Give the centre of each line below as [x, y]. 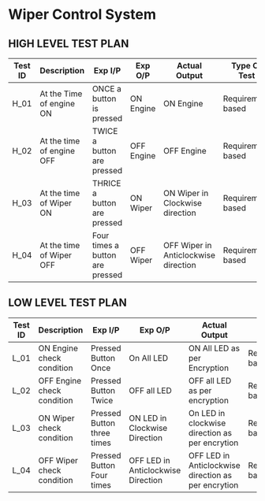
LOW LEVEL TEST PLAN [68, 303]
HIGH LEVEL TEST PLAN [69, 44]
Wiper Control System [82, 15]
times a [106, 245]
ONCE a [107, 89]
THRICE [106, 183]
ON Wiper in [186, 193]
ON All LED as [214, 348]
